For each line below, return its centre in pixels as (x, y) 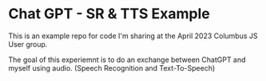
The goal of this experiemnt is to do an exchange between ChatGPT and (127, 60)
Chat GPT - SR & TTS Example (109, 14)
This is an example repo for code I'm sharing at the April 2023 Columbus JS (133, 36)
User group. (28, 44)
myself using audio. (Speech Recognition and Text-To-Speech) (112, 67)
